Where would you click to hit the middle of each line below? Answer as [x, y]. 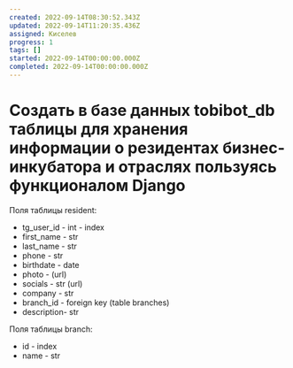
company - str [48, 293]
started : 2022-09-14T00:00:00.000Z [75, 58]
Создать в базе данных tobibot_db [142, 111]
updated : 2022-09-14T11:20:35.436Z [75, 26]
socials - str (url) [52, 283]
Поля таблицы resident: [53, 210]
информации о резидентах [114, 148]
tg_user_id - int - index [63, 227]
